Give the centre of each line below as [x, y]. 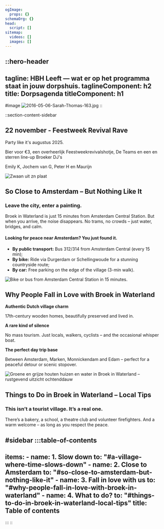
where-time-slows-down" [46, 464]
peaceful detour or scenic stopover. [41, 365]
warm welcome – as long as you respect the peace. [57, 425]
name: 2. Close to [120, 464]
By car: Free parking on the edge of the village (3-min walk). [73, 270]
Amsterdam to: [28, 472]
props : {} [19, 14]
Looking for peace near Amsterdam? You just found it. [61, 238]
